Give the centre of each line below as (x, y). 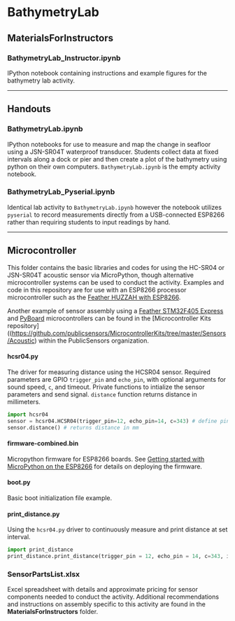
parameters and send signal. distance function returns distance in (102, 394)
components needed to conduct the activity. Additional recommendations (113, 597)
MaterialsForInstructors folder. (53, 612)
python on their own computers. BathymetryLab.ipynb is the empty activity (114, 166)
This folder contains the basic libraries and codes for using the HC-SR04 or (116, 267)
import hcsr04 (28, 414)
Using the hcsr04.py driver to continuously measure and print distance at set (117, 529)
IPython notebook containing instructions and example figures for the (107, 73)
